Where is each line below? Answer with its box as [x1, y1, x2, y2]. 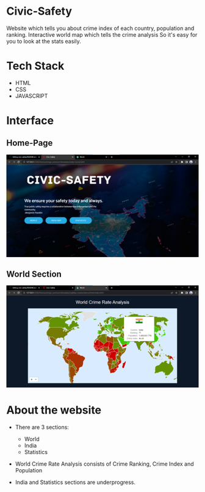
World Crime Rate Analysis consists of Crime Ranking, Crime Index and [15, 460, 194, 468]
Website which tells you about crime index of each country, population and [6, 24, 195, 32]
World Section [6, 269, 62, 280]
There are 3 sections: [15, 423, 69, 431]
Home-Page [6, 138, 53, 148]
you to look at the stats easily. [6, 37, 81, 45]
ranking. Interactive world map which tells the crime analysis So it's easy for [6, 31, 198, 38]
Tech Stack [6, 59, 65, 73]
